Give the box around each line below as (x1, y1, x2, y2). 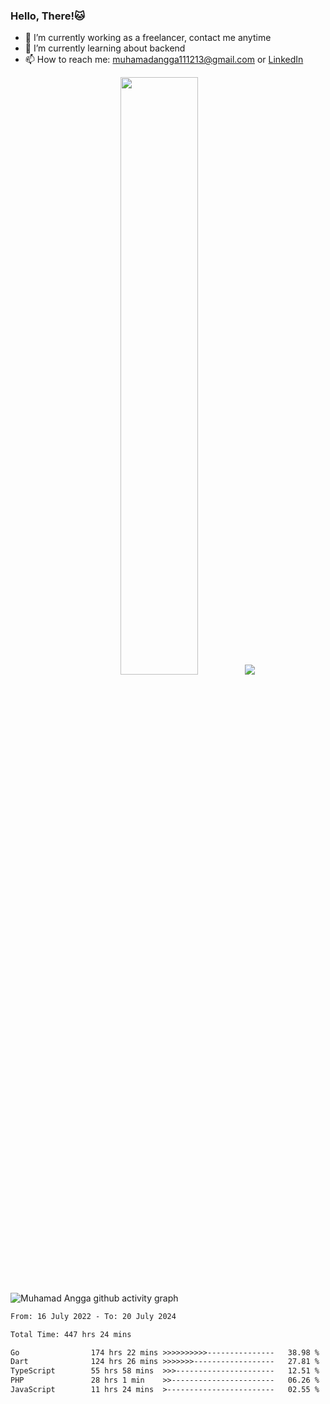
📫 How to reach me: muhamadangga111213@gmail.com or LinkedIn (24, 54, 304, 66)
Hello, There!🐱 (10, 9, 86, 23)
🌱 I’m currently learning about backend (24, 42, 186, 54)
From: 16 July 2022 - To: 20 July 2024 (10, 1311, 177, 1321)
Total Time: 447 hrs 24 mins (10, 1329, 132, 1339)
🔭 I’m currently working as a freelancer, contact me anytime (24, 32, 272, 44)
